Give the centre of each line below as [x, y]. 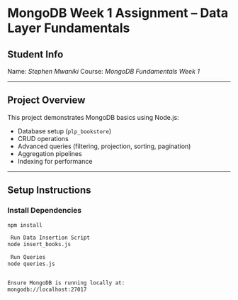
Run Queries [28, 257]
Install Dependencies [45, 211]
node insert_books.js [39, 245]
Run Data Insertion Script [50, 238]
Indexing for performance [55, 161]
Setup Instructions [49, 190]
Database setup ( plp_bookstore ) [64, 131]
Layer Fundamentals [69, 28]
